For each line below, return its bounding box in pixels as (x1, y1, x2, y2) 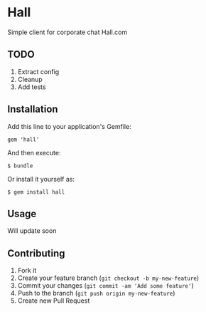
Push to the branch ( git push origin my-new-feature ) (17, 289, 175, 298)
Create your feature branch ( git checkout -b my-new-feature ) (17, 274, 200, 282)
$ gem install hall (7, 188, 65, 196)
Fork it (17, 266, 37, 275)
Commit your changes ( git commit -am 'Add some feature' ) (17, 281, 194, 290)
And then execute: (7, 148, 61, 157)
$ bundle (7, 162, 33, 170)
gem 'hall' (7, 136, 40, 143)
